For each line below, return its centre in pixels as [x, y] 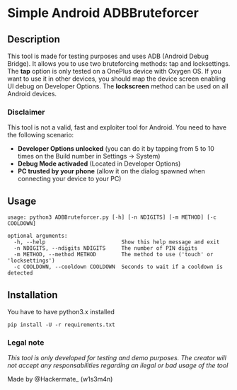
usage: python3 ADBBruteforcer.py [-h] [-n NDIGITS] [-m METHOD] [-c [112, 217]
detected [20, 273]
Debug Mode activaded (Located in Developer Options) [99, 164]
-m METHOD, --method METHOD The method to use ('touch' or [114, 255]
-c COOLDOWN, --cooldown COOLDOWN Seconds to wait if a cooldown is [118, 267]
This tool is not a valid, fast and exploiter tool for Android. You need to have [117, 127]
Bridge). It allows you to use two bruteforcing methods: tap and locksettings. [119, 64]
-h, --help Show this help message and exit [117, 242]
